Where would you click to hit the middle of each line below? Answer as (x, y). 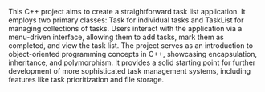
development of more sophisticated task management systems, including (130, 71)
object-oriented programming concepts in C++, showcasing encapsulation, (133, 54)
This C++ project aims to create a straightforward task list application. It (127, 12)
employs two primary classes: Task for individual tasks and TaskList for (126, 20)
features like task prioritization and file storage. (86, 80)
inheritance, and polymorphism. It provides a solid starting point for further (132, 62)
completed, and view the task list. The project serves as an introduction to (131, 46)
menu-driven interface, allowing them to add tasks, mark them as (116, 37)
